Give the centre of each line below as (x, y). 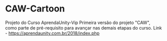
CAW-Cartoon (35, 9)
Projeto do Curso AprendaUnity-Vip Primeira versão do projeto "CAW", (78, 22)
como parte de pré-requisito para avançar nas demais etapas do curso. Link (83, 27)
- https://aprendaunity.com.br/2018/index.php (52, 33)
